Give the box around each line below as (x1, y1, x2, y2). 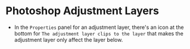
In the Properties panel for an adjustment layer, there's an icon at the (14, 24, 184, 31)
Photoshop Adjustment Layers (5, 4, 159, 18)
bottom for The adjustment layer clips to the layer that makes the (14, 30, 184, 37)
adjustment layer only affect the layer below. (14, 36, 123, 43)
